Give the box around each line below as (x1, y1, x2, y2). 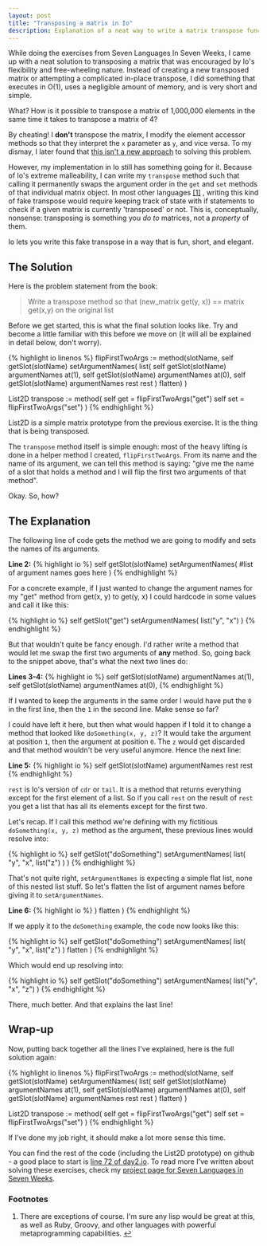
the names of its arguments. (8, 544, 100, 553)
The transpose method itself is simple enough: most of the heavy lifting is (8, 442, 248, 451)
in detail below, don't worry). (8, 338, 102, 348)
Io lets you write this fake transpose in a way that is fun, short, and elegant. (8, 237, 254, 247)
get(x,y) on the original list (27, 305, 114, 315)
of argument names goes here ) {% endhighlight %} (8, 568, 178, 577)
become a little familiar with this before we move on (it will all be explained (8, 329, 252, 339)
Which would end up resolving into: (8, 961, 125, 969)
